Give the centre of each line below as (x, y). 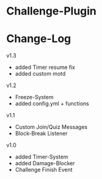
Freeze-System (34, 97)
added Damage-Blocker (45, 163)
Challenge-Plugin (52, 11)
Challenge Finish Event (44, 170)
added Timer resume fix (45, 67)
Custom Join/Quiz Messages (51, 127)
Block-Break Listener (41, 134)
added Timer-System (42, 157)
